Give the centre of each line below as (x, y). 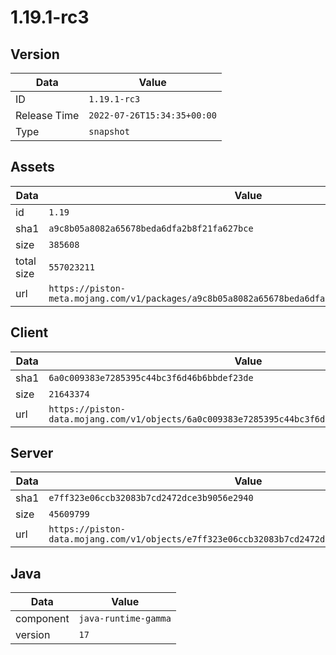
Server (32, 453)
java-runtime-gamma (125, 619)
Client (29, 332)
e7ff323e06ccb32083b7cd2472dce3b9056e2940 (151, 498)
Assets (32, 167)
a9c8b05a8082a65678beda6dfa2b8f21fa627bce (151, 228)
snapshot (109, 131)
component (42, 619)
